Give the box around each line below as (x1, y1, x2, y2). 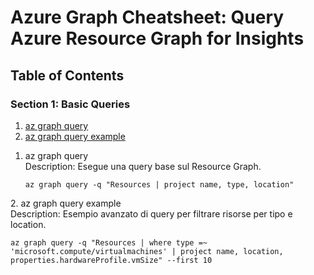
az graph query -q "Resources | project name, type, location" (24, 179, 295, 190)
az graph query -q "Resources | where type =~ (10, 237, 208, 248)
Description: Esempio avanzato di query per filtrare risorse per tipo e (10, 207, 293, 220)
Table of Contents (10, 67, 125, 84)
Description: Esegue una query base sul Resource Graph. (24, 160, 262, 172)
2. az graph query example (10, 197, 122, 209)
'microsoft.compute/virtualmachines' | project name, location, (10, 246, 284, 256)
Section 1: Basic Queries (10, 97, 131, 111)
